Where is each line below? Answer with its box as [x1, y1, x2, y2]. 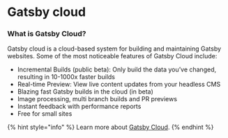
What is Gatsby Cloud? [7, 29, 86, 39]
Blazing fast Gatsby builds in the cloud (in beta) [17, 87, 153, 96]
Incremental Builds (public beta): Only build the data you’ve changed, [17, 65, 217, 74]
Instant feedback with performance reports [17, 102, 142, 111]
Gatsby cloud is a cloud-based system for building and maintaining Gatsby [7, 44, 222, 53]
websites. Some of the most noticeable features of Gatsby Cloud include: [7, 52, 218, 60]
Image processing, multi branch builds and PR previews [17, 95, 178, 103]
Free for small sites [17, 110, 73, 118]
